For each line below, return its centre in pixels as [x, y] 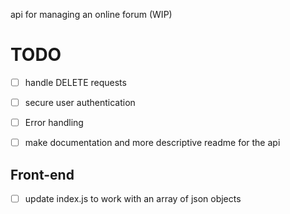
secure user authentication [80, 102]
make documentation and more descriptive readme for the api [152, 143]
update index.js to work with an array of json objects [133, 198]
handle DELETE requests [75, 82]
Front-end [42, 174]
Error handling [54, 123]
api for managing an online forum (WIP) [91, 14]
